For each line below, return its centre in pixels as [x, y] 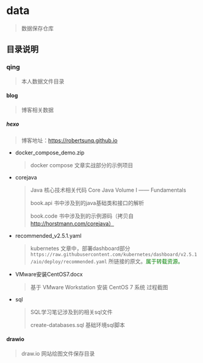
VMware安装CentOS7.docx [49, 274]
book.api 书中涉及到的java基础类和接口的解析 [87, 203]
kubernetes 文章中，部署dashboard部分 [80, 248]
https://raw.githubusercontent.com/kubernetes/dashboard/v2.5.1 [114, 254]
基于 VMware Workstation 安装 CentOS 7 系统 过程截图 [99, 287]
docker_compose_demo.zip [50, 153]
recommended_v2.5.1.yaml [48, 235]
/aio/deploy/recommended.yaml [69, 262]
